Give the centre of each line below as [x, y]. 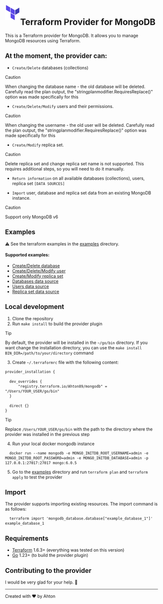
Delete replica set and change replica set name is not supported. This [74, 164]
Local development [35, 307]
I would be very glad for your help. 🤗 [41, 582]
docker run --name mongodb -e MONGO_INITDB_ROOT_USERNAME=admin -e [79, 453]
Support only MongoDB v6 [32, 217]
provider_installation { [30, 372]
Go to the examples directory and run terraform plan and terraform [80, 472]
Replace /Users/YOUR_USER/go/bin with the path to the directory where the [79, 429]
